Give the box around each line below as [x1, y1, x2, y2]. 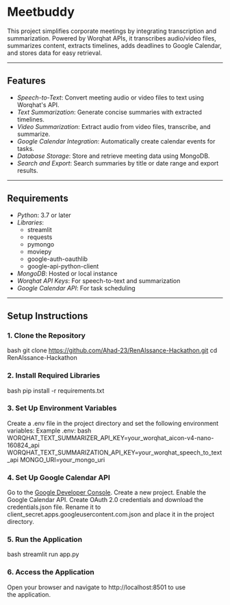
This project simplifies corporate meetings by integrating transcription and [7, 27, 217, 35]
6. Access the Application [7, 567, 94, 577]
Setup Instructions [7, 310, 88, 321]
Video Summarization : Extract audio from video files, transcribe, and [16, 122, 211, 130]
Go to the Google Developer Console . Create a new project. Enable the [7, 488, 207, 496]
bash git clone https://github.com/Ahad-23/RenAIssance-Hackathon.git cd [7, 346, 218, 354]
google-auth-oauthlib [27, 255, 88, 263]
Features [7, 75, 46, 87]
